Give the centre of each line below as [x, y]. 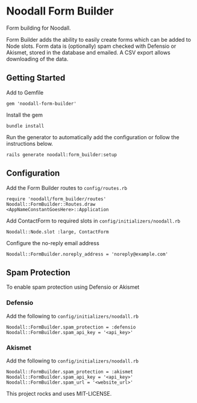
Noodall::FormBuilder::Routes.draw [51, 204]
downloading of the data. [37, 59]
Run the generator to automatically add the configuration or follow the [93, 137]
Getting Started [36, 78]
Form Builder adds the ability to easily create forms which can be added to [99, 39]
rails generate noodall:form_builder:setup [62, 155]
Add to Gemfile [25, 93]
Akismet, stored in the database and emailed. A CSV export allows [88, 52]
